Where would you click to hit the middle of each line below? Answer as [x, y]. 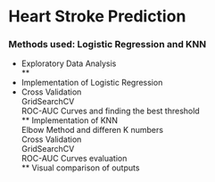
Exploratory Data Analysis [69, 63]
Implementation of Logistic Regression [92, 83]
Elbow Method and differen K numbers [92, 130]
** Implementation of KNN [69, 120]
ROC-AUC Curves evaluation [74, 159]
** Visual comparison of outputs [80, 168]
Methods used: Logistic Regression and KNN [107, 45]
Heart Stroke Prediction [97, 17]
